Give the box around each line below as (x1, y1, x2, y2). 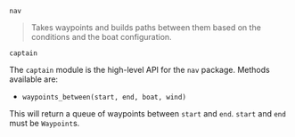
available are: (9, 74, 59, 85)
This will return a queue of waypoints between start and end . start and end (9, 109, 287, 118)
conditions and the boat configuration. (30, 32, 172, 42)
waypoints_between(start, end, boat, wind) (21, 93, 187, 101)
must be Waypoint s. (9, 118, 80, 128)
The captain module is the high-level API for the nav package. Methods (9, 65, 270, 75)
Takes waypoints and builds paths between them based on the (30, 22, 261, 33)
